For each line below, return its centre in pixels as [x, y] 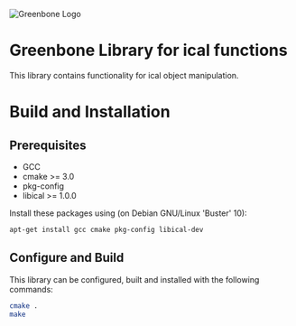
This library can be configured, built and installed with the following [134, 279]
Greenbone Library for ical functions [148, 51]
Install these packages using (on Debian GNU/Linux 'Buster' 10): [128, 213]
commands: [32, 289]
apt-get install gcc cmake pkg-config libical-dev [106, 229]
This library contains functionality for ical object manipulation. [124, 75]
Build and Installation [90, 112]
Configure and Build [67, 258]
